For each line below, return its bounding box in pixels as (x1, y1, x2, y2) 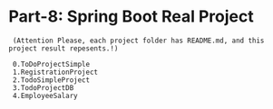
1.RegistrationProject (12, 68, 99, 77)
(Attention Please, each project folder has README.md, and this (12, 36, 265, 45)
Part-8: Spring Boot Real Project (8, 6, 255, 27)
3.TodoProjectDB (12, 83, 74, 92)
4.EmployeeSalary (12, 91, 78, 100)
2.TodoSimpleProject (12, 75, 91, 85)
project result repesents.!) (8, 43, 119, 53)
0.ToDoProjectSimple (12, 59, 91, 68)
